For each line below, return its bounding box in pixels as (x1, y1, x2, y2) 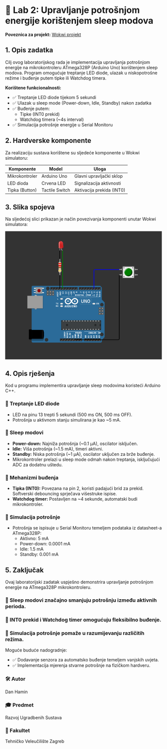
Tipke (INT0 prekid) (19, 111, 60, 117)
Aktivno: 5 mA (19, 535, 49, 541)
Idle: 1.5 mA (19, 546, 44, 552)
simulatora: (5, 221, 28, 227)
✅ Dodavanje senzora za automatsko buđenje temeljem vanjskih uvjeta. (12, 657, 159, 663)
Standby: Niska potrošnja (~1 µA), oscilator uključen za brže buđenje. (12, 451, 155, 457)
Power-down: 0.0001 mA (19, 541, 71, 547)
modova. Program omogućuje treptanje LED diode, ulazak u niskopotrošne (5, 70, 158, 76)
